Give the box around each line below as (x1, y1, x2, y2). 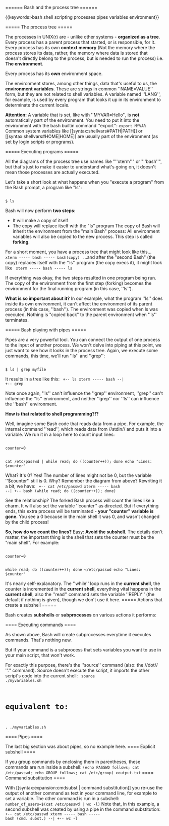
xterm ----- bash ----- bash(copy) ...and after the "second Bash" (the (5, 254, 155, 260)
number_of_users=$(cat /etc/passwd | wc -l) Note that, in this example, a (5, 801, 160, 807)
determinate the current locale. (5, 102, 70, 108)
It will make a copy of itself (12, 218, 69, 223)
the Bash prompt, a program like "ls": (5, 185, 82, 190)
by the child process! (5, 519, 49, 525)
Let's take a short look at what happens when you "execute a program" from (5, 179, 164, 185)
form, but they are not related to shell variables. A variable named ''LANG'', (5, 91, 161, 97)
